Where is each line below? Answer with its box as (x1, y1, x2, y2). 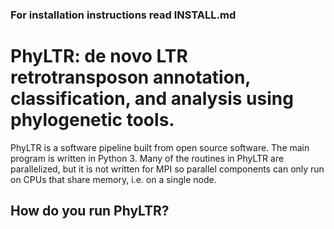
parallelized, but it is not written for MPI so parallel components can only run (10, 163, 325, 175)
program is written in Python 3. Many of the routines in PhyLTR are (10, 152, 285, 164)
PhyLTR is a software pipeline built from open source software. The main (10, 141, 310, 153)
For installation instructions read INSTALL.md (10, 8, 237, 22)
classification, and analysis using (10, 88, 294, 110)
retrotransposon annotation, (10, 66, 251, 89)
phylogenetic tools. (10, 109, 175, 132)
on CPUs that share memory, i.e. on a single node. (10, 173, 217, 185)
